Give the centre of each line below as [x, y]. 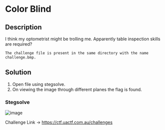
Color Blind [28, 9]
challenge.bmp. [21, 57]
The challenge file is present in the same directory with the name [77, 53]
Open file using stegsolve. [39, 84]
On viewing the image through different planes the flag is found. [77, 89]
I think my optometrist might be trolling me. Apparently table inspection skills [83, 39]
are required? [19, 44]
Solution [18, 72]
